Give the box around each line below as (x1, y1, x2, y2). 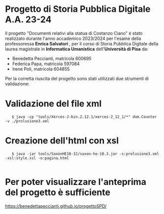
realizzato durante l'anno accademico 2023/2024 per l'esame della (5, 36, 141, 41)
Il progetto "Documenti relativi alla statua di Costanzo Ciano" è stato (5, 30, 143, 36)
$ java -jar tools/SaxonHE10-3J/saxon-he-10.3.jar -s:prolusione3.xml (11, 151, 160, 156)
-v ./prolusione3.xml (5, 118, 50, 124)
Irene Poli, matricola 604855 (12, 66, 70, 72)
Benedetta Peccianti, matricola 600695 (12, 55, 92, 61)
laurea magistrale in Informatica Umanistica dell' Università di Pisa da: (5, 46, 148, 52)
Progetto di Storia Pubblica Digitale (5, 3, 151, 15)
